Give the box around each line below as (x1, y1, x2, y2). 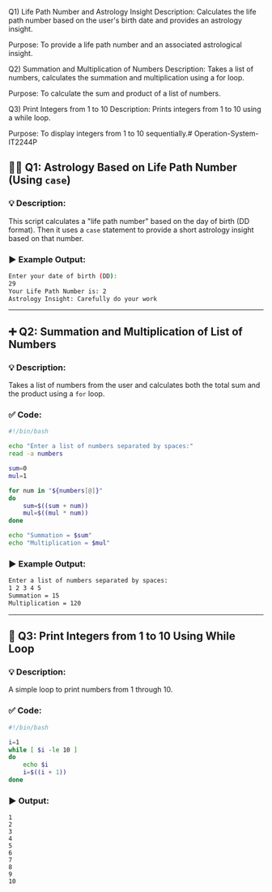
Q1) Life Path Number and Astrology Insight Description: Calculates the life (8, 7, 257, 16)
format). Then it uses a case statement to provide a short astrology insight (8, 225, 254, 235)
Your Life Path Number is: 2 (8, 287, 107, 295)
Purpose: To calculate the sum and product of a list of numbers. (8, 88, 221, 98)
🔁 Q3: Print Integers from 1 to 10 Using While (8, 629, 236, 644)
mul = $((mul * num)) (23, 509, 89, 518)
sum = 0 (8, 464, 27, 473)
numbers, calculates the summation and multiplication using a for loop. (8, 73, 245, 82)
